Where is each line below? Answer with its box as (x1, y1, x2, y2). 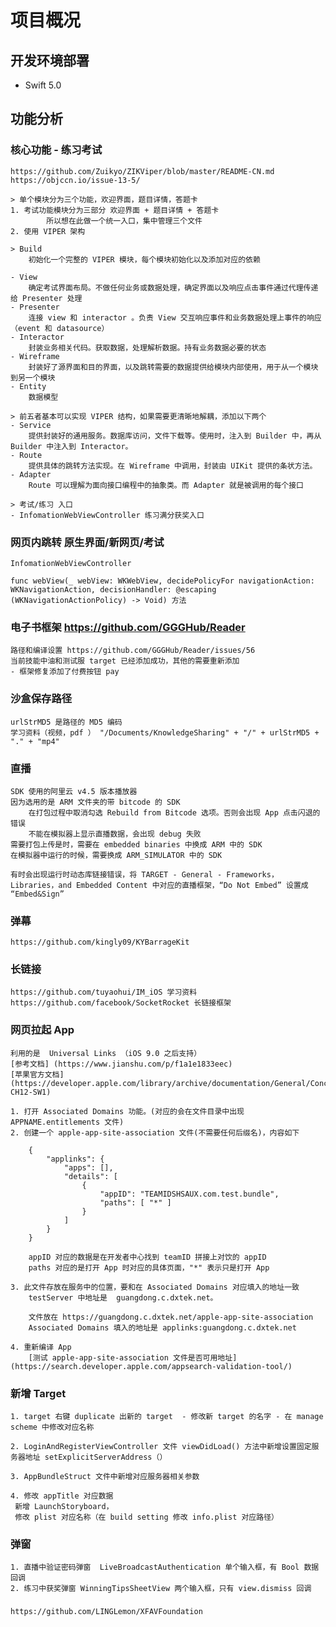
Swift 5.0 (24, 79, 62, 91)
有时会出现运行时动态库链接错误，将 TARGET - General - (10, 869, 223, 880)
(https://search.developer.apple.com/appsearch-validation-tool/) (10, 1361, 293, 1371)
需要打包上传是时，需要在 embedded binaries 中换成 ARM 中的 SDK (10, 839, 263, 850)
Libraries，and (10, 880, 72, 890)
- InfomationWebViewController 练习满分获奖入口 (10, 510, 205, 520)
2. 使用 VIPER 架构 (10, 226, 86, 236)
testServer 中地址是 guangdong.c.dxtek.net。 (28, 1292, 218, 1303)
